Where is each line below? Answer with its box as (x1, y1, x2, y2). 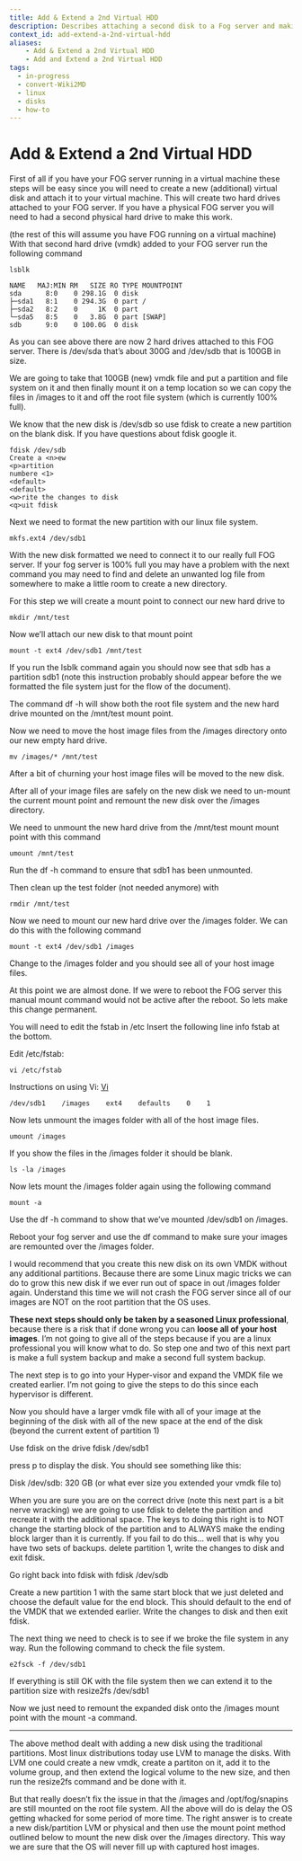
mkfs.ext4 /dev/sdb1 (9, 534, 87, 544)
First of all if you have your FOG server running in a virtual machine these (9, 173, 280, 184)
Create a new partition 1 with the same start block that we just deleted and (9, 1587, 284, 1598)
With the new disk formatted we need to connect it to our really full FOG (9, 550, 276, 561)
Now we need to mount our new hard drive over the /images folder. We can (9, 916, 288, 926)
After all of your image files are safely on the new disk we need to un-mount (9, 785, 290, 796)
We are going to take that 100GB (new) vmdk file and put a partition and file (9, 373, 289, 384)
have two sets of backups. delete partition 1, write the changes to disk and (9, 1543, 285, 1554)
